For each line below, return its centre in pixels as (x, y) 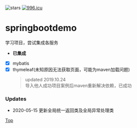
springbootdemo (41, 28)
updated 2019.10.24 (45, 80)
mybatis (21, 63)
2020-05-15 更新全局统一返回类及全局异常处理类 (63, 110)
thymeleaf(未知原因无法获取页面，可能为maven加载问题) (71, 70)
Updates (16, 99)
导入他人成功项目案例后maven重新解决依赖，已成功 (78, 86)
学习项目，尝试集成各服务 (32, 42)
